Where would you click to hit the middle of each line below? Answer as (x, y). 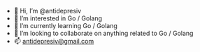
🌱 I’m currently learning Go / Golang (65, 26)
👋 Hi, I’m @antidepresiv (48, 11)
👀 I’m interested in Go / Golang (58, 18)
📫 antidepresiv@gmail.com (54, 41)
